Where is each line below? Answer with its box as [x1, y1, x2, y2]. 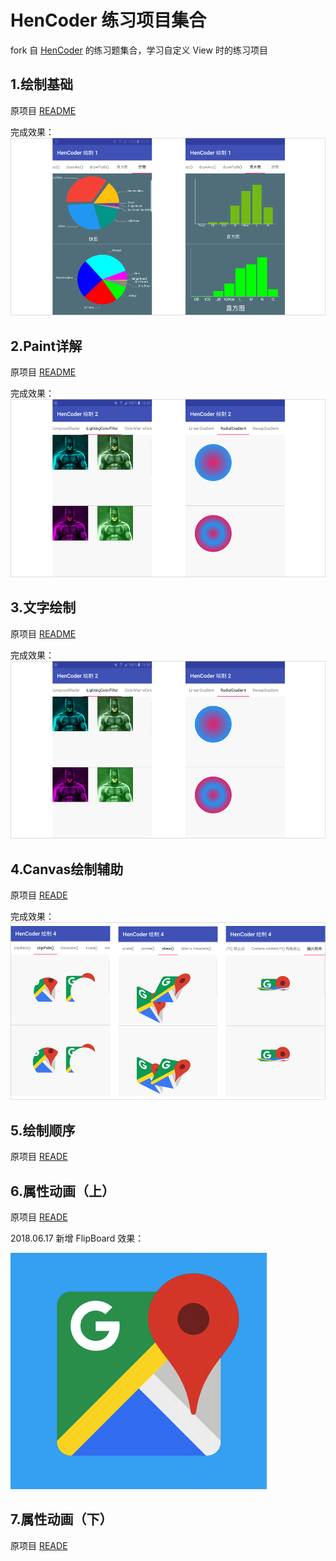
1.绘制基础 [10, 76, 74, 93]
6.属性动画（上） [10, 1182, 116, 1200]
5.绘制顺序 [10, 1122, 76, 1139]
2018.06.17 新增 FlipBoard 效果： [10, 1232, 145, 1245]
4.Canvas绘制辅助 [10, 861, 124, 878]
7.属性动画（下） [10, 1511, 113, 1528]
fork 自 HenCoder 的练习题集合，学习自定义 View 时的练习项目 [10, 44, 268, 56]
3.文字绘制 [10, 599, 77, 616]
